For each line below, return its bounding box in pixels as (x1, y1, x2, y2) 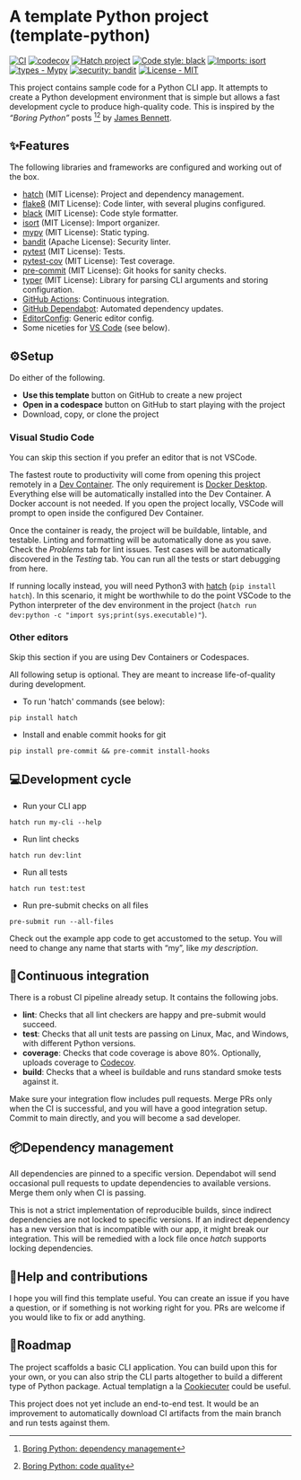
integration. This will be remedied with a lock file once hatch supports (9, 1233, 267, 1245)
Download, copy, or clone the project (21, 409, 159, 419)
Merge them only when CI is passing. (9, 1187, 147, 1198)
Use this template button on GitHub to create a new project (21, 390, 243, 401)
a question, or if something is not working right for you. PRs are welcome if (9, 1302, 286, 1313)
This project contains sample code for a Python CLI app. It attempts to (9, 82, 269, 92)
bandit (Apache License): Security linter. (21, 236, 172, 248)
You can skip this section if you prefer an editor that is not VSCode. (9, 452, 257, 462)
